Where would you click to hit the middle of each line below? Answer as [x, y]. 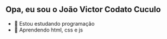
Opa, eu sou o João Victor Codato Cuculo [83, 10]
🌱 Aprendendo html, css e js [49, 30]
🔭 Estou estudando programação [54, 23]
